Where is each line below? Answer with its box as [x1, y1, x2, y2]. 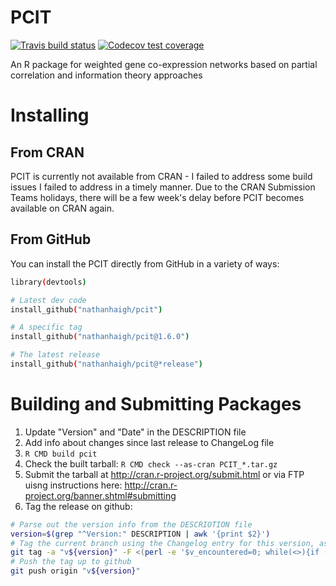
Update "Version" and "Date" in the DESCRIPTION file [24, 426, 247, 438]
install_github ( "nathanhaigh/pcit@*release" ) [10, 359, 203, 369]
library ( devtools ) [10, 277, 87, 287]
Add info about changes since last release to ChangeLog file [24, 436, 275, 448]
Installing [10, 104, 90, 127]
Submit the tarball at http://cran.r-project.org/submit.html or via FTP [24, 468, 305, 480]
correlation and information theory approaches [10, 69, 203, 81]
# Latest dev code [10, 295, 87, 305]
